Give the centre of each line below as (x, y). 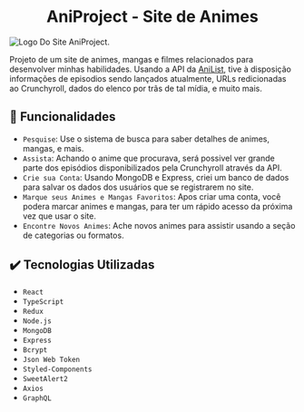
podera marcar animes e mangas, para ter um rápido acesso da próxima (157, 206)
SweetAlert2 (45, 378)
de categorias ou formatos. (73, 235)
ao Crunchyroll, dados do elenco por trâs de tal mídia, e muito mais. (136, 88)
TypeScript (43, 301)
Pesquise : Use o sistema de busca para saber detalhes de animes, (146, 139)
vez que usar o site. (59, 216)
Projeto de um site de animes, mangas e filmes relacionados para (132, 59)
